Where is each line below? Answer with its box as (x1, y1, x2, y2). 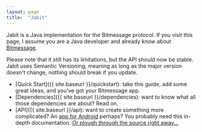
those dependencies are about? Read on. (15, 99, 119, 107)
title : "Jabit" (6, 15, 47, 21)
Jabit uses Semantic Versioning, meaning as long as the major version (6, 62, 183, 70)
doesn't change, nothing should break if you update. (6, 68, 138, 76)
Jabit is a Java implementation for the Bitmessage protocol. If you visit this (6, 31, 193, 38)
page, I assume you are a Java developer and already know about (6, 38, 172, 45)
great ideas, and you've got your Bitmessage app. (15, 87, 141, 94)
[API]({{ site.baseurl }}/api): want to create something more (15, 106, 164, 113)
